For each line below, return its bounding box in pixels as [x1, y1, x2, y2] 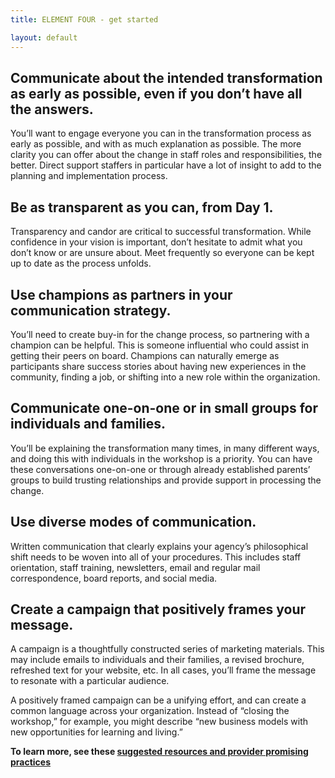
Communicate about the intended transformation [10, 69, 323, 86]
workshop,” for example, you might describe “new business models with [10, 716, 309, 728]
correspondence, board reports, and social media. [10, 572, 218, 584]
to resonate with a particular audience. [10, 675, 170, 687]
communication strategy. [10, 302, 172, 319]
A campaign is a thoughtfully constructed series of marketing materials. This [10, 643, 325, 655]
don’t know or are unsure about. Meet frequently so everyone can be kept [10, 247, 315, 259]
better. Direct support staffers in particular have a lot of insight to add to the [10, 159, 322, 171]
